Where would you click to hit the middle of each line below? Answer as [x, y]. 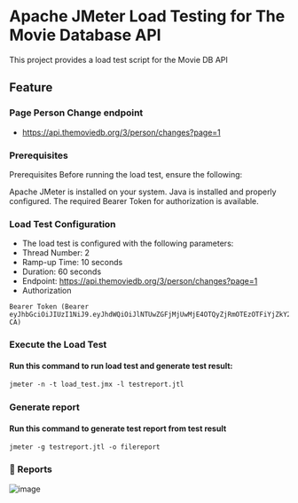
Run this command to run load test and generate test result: [121, 365]
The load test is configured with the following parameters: [128, 244]
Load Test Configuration [63, 224]
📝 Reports [31, 469]
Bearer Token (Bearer [49, 307]
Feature [31, 87]
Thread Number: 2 [56, 253]
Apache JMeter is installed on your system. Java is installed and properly [143, 192]
